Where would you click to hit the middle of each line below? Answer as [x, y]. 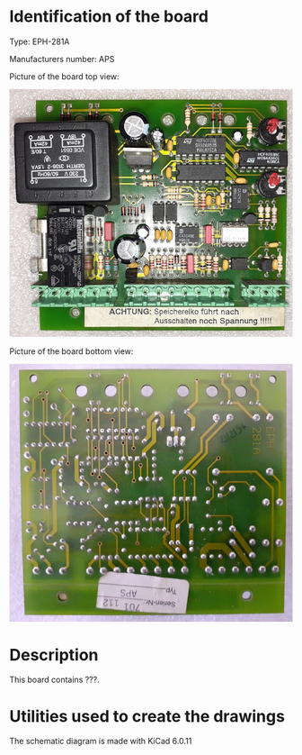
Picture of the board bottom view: [71, 351]
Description [54, 655]
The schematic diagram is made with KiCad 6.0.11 [101, 741]
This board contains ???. [55, 680]
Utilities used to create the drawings [147, 716]
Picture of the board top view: [64, 76]
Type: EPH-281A [40, 41]
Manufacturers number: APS [62, 59]
